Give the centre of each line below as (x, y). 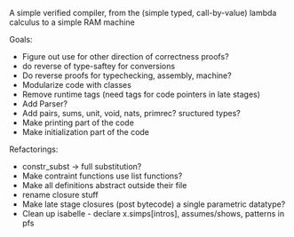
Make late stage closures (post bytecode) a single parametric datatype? (154, 204)
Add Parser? (45, 104)
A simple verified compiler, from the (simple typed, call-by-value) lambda (143, 13)
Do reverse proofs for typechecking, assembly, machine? (127, 75)
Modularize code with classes (76, 85)
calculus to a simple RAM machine (72, 22)
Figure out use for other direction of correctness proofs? (125, 56)
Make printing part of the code (78, 122)
